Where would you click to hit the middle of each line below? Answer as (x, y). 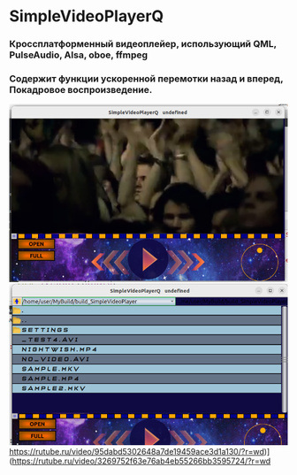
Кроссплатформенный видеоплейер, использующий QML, (143, 44)
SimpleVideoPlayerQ (87, 16)
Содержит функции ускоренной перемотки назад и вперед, (146, 79)
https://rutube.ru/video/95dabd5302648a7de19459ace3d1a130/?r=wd (137, 451)
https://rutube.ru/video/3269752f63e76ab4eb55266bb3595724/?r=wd (141, 461)
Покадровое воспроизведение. (81, 90)
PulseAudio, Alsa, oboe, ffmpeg (79, 55)
